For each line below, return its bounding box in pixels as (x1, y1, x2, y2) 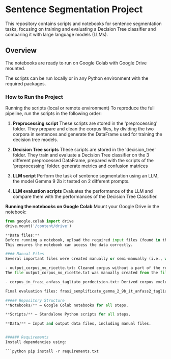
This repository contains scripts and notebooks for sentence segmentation (5, 20, 162, 27)
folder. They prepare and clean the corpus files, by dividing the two (12, 126, 154, 132)
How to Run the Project (5, 93, 64, 100)
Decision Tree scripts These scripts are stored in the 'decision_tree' (12, 147, 156, 153)
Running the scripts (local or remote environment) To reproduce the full (5, 105, 155, 111)
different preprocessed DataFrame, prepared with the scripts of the (12, 158, 154, 164)
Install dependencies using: (5, 340, 67, 345)
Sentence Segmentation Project (5, 4, 143, 15)
